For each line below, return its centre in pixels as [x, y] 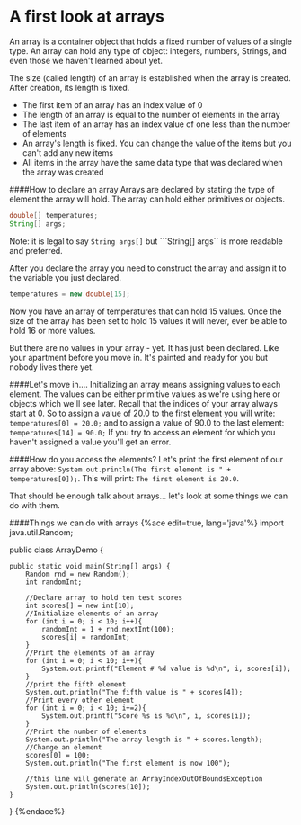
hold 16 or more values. [53, 330]
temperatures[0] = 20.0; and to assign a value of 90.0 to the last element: [147, 422]
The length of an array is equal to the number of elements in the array [151, 114]
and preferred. [36, 250]
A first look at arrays [87, 17]
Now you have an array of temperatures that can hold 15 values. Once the [146, 311]
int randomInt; [54, 582]
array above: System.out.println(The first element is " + [120, 469]
